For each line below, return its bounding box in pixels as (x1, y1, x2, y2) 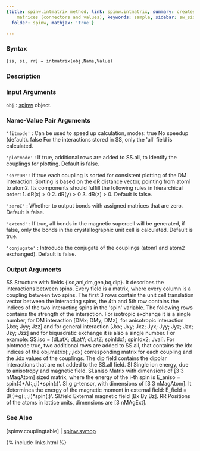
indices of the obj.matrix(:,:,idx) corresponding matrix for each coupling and (6, 349, 192, 356)
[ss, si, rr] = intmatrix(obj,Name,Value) (6, 58, 113, 64)
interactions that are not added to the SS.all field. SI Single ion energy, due (6, 361, 189, 368)
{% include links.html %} (6, 439, 67, 446)
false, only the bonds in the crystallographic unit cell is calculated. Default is (6, 227, 193, 234)
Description (6, 72, 41, 80)
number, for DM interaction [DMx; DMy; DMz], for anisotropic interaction (6, 317, 184, 324)
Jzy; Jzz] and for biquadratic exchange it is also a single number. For (6, 330, 176, 337)
